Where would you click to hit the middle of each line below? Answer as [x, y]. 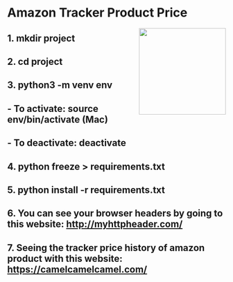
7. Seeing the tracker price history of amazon [106, 248]
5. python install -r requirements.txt [86, 190]
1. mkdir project [41, 38]
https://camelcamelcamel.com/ [77, 269]
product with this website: [65, 258]
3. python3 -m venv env [60, 85]
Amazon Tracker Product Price [97, 13]
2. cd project [35, 61]
